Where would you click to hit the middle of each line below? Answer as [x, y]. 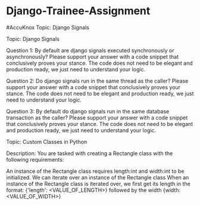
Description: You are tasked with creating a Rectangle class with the [90, 153]
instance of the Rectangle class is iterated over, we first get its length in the [98, 184]
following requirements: [35, 159]
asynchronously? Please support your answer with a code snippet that [93, 56]
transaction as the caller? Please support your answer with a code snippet [97, 118]
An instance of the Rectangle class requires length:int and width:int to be [95, 171]
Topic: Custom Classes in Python [47, 141]
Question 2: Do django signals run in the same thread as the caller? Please [97, 81]
